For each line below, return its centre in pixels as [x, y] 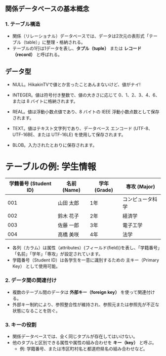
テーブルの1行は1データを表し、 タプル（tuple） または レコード [77, 48]
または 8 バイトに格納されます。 [45, 101]
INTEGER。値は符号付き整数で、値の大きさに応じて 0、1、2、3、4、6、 [86, 95]
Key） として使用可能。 [36, 267]
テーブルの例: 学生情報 [51, 167]
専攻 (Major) [140, 187]
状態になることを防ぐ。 [36, 311]
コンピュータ [138, 199]
